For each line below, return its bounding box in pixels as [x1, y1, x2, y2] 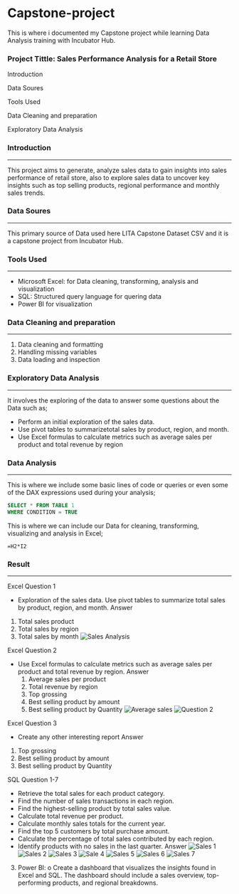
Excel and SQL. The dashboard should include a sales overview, [17, 871, 206, 880]
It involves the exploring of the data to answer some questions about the [7, 396, 220, 405]
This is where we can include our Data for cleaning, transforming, [7, 521, 199, 530]
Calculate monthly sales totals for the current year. [17, 819, 166, 828]
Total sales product [17, 617, 75, 626]
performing [17, 878, 51, 887]
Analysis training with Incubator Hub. [7, 36, 116, 44]
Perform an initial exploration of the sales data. [17, 417, 155, 426]
